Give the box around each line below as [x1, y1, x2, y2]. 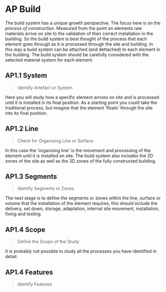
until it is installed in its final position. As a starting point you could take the [5, 99, 158, 105]
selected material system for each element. [5, 57, 94, 63]
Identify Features [17, 281, 52, 287]
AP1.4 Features [5, 268, 54, 277]
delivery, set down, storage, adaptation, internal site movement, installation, [5, 205, 160, 212]
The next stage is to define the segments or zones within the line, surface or [5, 195, 161, 201]
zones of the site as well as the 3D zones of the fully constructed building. [5, 158, 157, 164]
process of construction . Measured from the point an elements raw [5, 25, 142, 31]
